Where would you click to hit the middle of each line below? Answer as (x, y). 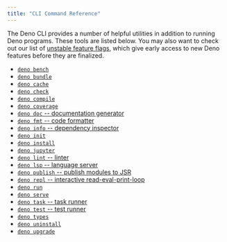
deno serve (33, 195)
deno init (32, 136)
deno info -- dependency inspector (68, 128)
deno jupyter (36, 150)
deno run (30, 187)
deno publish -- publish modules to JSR (74, 172)
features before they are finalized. (56, 55)
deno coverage (37, 106)
